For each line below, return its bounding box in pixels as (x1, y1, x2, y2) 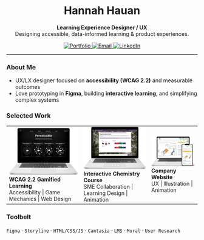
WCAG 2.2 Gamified (8, 175, 61, 183)
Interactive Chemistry (83, 170, 140, 177)
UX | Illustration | (151, 180, 193, 187)
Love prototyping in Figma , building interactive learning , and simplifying (15, 90, 197, 97)
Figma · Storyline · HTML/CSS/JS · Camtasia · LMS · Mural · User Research (6, 227, 181, 234)
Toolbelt (6, 213, 32, 221)
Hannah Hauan (63, 4, 141, 18)
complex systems (15, 96, 59, 104)
